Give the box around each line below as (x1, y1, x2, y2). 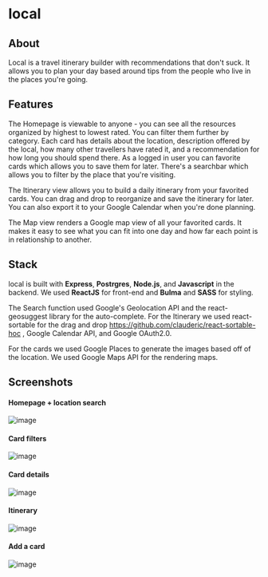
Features (8, 97, 53, 112)
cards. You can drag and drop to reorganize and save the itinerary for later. (8, 193, 254, 204)
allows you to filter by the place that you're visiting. (8, 169, 176, 180)
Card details (8, 470, 49, 480)
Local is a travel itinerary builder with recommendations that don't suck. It (8, 57, 250, 67)
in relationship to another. (8, 235, 93, 244)
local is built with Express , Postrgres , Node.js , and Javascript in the (8, 279, 235, 288)
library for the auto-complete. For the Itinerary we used (49, 311, 231, 321)
